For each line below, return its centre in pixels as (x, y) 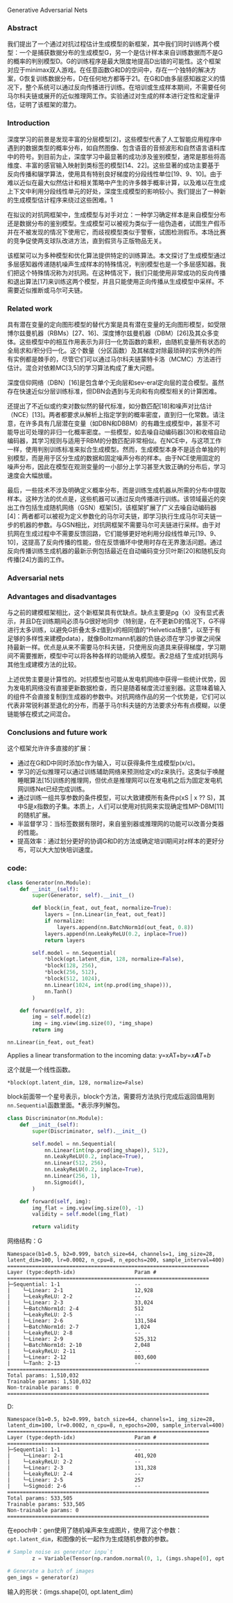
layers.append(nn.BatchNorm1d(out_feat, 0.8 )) (125, 927)
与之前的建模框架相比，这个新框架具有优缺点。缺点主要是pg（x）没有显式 (113, 613)
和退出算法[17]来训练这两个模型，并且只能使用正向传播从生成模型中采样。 (113, 281)
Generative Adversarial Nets (48, 10)
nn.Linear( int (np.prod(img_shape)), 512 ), (106, 1150)
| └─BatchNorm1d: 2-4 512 (76, 1309)
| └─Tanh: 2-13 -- (74, 1364)
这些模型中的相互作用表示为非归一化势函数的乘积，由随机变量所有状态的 (122, 341)
